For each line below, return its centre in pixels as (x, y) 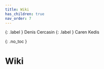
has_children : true (25, 14)
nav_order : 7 (18, 18)
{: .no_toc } (16, 41)
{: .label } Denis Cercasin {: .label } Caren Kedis (52, 32)
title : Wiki (17, 9)
